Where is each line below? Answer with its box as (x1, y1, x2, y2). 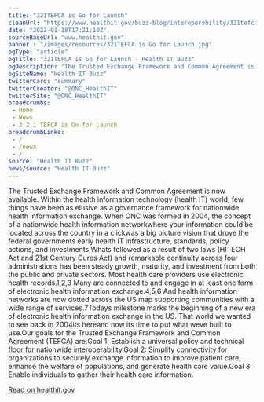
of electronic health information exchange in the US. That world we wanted (8, 312, 251, 320)
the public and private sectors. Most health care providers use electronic (8, 270, 244, 279)
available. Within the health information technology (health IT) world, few (8, 195, 244, 204)
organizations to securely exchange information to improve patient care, (8, 353, 242, 362)
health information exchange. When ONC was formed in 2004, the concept (8, 211, 251, 221)
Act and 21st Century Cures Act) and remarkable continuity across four (8, 253, 238, 262)
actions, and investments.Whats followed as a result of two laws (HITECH (8, 245, 246, 254)
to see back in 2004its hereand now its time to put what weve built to (8, 320, 232, 329)
